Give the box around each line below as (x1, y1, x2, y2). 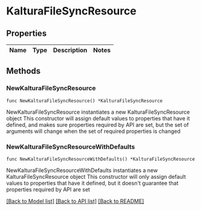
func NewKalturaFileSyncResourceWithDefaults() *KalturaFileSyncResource (6, 156, 196, 162)
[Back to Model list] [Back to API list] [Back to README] (6, 197, 144, 205)
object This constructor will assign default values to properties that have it (6, 114, 190, 122)
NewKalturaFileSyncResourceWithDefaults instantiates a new (6, 167, 158, 174)
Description (53, 46, 87, 54)
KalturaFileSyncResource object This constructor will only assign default (6, 173, 186, 180)
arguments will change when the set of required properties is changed (6, 128, 181, 135)
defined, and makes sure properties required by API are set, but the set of (6, 121, 190, 128)
